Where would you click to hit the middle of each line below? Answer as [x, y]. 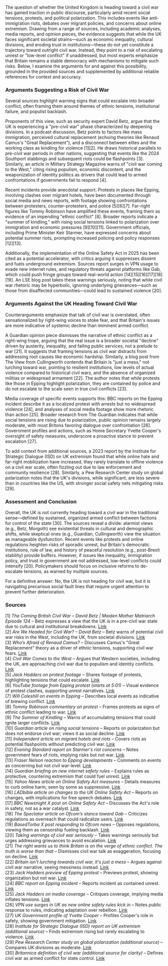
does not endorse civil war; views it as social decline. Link [65, 734]
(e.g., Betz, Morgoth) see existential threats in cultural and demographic [79, 528]
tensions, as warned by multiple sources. [66, 571]
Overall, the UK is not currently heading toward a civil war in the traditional [82, 512]
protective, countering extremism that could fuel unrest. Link [68, 776]
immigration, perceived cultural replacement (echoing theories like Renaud [82, 137]
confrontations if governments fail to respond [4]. [56, 180]
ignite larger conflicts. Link [33, 723]
